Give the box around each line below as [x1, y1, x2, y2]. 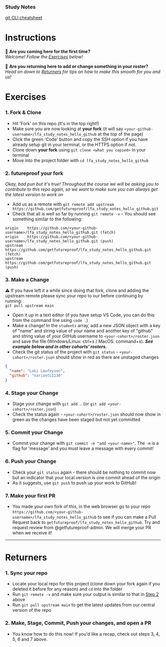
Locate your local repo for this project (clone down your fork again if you [12, 581, 161, 587]
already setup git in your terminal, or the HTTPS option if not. [12, 142, 137, 147]
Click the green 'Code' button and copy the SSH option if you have [12, 136, 148, 142]
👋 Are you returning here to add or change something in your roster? [5, 64, 149, 70]
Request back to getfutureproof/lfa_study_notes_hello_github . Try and [12, 519, 160, 525]
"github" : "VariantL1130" [9, 373, 63, 378]
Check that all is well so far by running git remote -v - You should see [12, 211, 156, 217]
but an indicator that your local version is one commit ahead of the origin [12, 474, 161, 480]
